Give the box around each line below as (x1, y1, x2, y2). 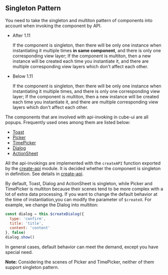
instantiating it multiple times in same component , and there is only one (12, 47, 161, 53)
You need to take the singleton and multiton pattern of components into (5, 17, 153, 23)
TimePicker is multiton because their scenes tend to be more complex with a (5, 186, 163, 192)
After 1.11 (12, 32, 31, 38)
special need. (5, 249, 33, 255)
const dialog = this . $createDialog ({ (5, 211, 84, 216)
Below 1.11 (12, 73, 33, 79)
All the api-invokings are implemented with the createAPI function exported (5, 160, 161, 166)
